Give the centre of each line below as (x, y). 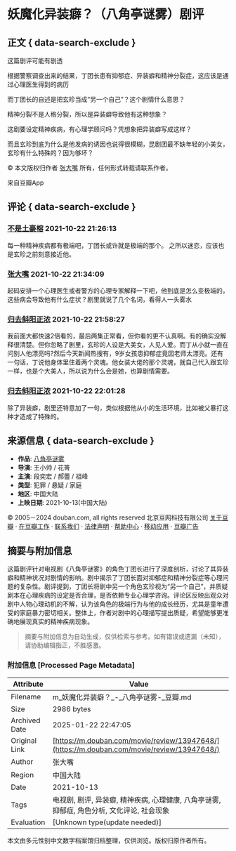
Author (22, 761)
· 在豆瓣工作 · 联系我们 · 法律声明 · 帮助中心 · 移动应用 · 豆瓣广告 (107, 527)
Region (22, 774)
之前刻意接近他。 (50, 254)
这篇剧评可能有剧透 (35, 61)
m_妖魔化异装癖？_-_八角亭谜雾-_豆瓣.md (122, 697)
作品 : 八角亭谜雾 (41, 459)
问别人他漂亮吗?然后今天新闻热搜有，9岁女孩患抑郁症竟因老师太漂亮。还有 (115, 354)
